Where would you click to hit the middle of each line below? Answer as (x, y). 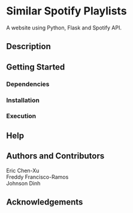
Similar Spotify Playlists (66, 11)
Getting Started (36, 67)
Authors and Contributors (55, 156)
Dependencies (28, 84)
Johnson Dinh (23, 183)
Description (28, 46)
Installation (23, 100)
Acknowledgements (45, 202)
